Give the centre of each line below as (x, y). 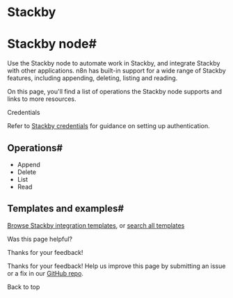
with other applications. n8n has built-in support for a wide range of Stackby (116, 71)
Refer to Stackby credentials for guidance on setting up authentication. (109, 126)
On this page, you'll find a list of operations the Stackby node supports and (115, 92)
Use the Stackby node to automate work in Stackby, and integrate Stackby (114, 63)
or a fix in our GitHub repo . (45, 273)
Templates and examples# (65, 209)
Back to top (24, 287)
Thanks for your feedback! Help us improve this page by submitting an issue (116, 266)
